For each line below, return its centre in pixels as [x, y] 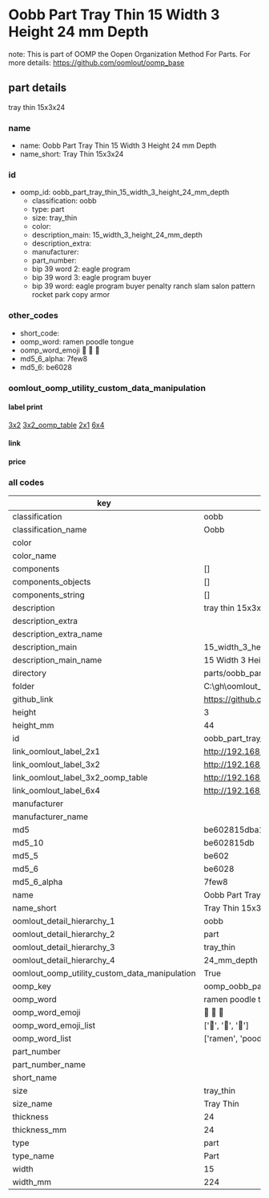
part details [38, 88]
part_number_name [49, 1065]
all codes [26, 482]
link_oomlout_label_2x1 [56, 752]
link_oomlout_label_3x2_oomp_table [80, 778]
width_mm [32, 1182]
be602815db [229, 843]
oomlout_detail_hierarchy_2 [64, 935]
